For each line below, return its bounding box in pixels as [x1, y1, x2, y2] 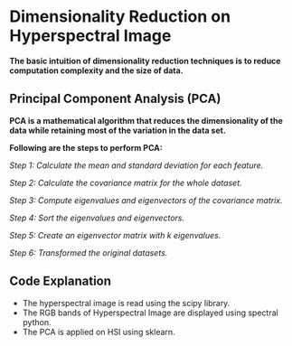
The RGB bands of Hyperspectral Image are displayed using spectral [22, 307, 278, 318]
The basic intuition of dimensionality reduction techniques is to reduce [9, 55, 281, 66]
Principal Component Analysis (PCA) [9, 91, 221, 107]
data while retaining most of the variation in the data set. [9, 125, 226, 136]
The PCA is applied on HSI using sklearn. [22, 326, 175, 337]
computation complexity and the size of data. [9, 65, 184, 76]
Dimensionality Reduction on [9, 6, 231, 27]
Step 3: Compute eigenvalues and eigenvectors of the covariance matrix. [9, 194, 283, 205]
